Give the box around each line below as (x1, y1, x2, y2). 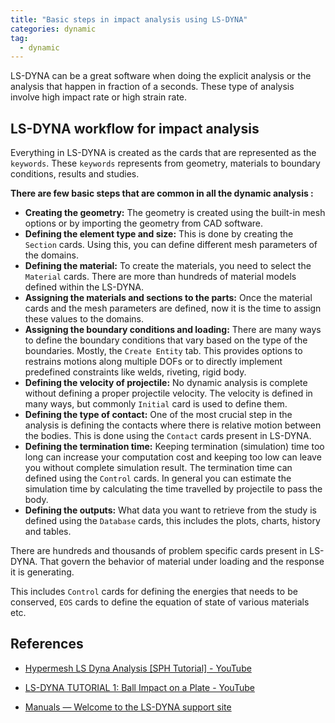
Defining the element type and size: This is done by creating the (24, 228, 294, 240)
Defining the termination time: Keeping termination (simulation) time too (24, 441, 325, 453)
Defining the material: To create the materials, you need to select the (24, 260, 312, 272)
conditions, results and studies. (10, 168, 140, 180)
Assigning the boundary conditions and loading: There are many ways (24, 324, 322, 336)
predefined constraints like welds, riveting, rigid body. (24, 366, 247, 378)
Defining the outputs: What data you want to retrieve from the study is (24, 504, 317, 516)
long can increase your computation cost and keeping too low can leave (24, 451, 322, 463)
